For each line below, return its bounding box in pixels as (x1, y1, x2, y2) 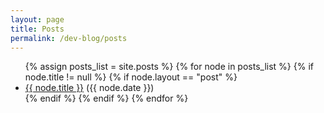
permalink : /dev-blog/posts (10, 33, 128, 43)
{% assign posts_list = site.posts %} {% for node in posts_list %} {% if (24, 61, 314, 73)
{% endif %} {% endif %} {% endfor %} (24, 92, 189, 105)
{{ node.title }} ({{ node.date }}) (24, 82, 155, 94)
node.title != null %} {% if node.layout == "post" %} (24, 71, 238, 83)
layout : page (10, 14, 65, 25)
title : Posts (10, 24, 65, 34)
